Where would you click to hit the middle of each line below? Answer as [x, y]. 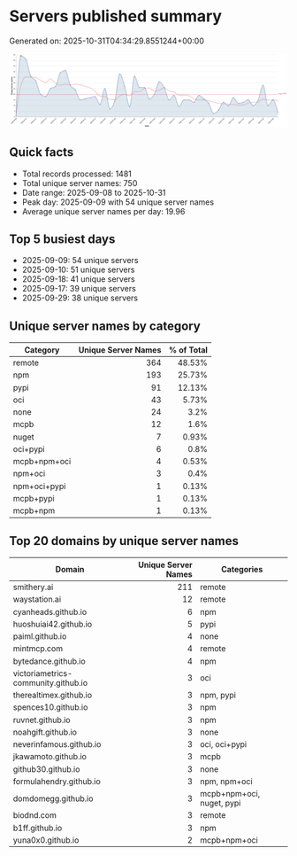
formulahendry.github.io [57, 781]
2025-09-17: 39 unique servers [79, 289]
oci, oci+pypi [224, 744]
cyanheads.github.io [50, 611]
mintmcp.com [38, 649]
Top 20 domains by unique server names [124, 541]
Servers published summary [116, 16]
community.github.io [50, 682]
